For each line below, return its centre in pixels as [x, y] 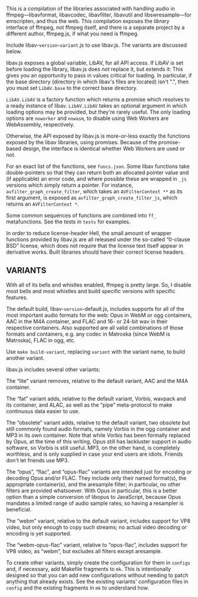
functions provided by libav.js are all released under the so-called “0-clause [98, 239]
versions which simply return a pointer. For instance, [70, 185]
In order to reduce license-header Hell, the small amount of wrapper [89, 233]
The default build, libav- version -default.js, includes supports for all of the [95, 309]
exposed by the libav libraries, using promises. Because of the [82, 142]
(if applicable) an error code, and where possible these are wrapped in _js [96, 179]
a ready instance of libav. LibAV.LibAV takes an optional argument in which [97, 106]
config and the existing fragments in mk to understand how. [77, 588]
